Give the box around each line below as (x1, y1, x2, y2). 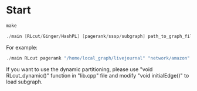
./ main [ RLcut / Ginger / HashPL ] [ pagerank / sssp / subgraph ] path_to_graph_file (6, 33, 195, 39)
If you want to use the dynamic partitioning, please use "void (6, 65, 153, 73)
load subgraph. (6, 78, 43, 85)
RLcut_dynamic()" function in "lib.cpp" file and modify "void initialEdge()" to (6, 72, 189, 79)
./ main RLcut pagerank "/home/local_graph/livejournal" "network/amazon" (6, 55, 191, 61)
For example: (6, 44, 38, 51)
